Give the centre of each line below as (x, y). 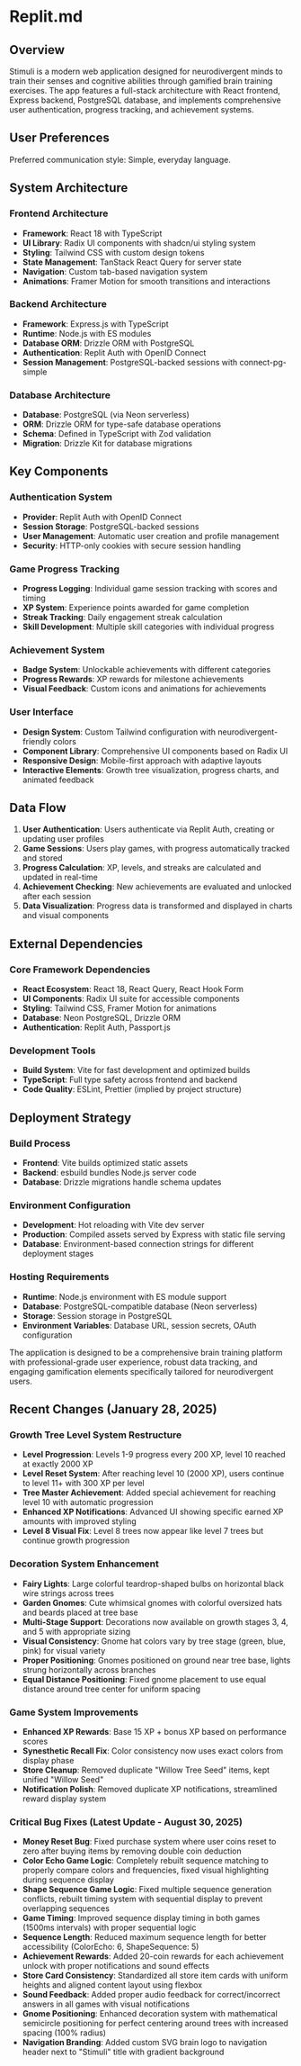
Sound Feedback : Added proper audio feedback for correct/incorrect (151, 1995)
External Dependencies (76, 944)
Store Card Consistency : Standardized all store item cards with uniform (155, 1976)
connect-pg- (263, 362)
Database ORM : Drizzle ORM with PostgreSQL (108, 343)
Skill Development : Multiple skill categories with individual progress (148, 627)
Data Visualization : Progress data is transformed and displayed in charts (157, 906)
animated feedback (58, 780)
